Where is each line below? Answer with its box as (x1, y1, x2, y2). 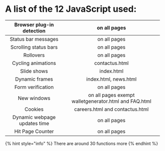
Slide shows (20, 67, 48, 74)
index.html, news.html (86, 75, 137, 82)
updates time (19, 120, 50, 126)
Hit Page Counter (14, 128, 54, 135)
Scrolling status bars (10, 43, 58, 50)
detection (23, 27, 46, 34)
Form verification (14, 84, 54, 91)
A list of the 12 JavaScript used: (5, 3, 137, 15)
